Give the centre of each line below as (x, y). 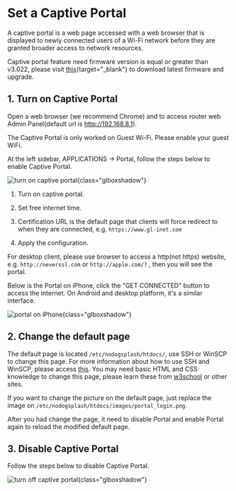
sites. (15, 384)
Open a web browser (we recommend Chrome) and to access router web (114, 116)
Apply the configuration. (53, 242)
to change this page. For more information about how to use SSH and (108, 361)
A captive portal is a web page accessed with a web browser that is (106, 33)
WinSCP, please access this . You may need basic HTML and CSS (102, 369)
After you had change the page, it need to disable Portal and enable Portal (116, 419)
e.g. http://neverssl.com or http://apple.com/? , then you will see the (110, 264)
